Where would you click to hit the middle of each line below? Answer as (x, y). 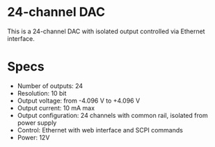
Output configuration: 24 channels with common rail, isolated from (112, 115)
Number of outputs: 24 (50, 86)
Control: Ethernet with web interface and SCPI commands (100, 130)
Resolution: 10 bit (42, 93)
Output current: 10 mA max (56, 107)
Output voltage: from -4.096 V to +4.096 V (79, 101)
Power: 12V (33, 137)
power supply (37, 123)
